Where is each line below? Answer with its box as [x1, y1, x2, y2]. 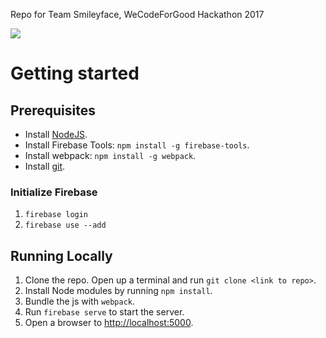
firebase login [24, 210, 89, 220]
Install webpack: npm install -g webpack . [24, 150, 197, 161]
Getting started [10, 62, 140, 85]
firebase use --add [24, 220, 107, 231]
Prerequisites [10, 102, 96, 119]
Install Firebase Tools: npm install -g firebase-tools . [24, 139, 250, 151]
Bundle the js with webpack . [24, 295, 136, 308]
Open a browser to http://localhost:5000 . [24, 317, 194, 329]
